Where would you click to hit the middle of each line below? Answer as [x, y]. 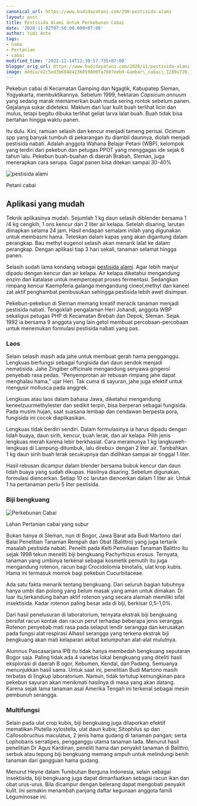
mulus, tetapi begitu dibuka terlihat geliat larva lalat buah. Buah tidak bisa [94, 114]
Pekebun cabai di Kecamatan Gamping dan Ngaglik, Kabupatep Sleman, [93, 88]
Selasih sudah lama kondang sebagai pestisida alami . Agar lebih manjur [92, 267]
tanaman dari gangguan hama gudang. [53, 760]
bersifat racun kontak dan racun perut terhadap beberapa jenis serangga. [95, 621]
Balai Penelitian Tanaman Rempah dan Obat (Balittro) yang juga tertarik [92, 542]
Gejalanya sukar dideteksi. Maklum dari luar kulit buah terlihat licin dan [91, 107]
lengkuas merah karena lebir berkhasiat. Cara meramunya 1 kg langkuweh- [96, 442]
